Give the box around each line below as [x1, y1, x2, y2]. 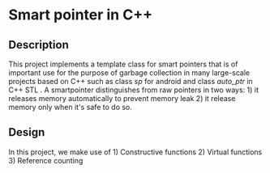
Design [8, 125, 45, 139]
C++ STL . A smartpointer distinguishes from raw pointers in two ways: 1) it [8, 85, 259, 95]
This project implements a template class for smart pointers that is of [8, 59, 238, 69]
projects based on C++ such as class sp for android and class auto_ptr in [8, 77, 253, 86]
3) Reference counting [8, 155, 84, 165]
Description [8, 38, 69, 52]
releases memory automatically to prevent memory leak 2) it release [8, 94, 236, 103]
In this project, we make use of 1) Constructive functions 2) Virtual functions [8, 147, 263, 157]
